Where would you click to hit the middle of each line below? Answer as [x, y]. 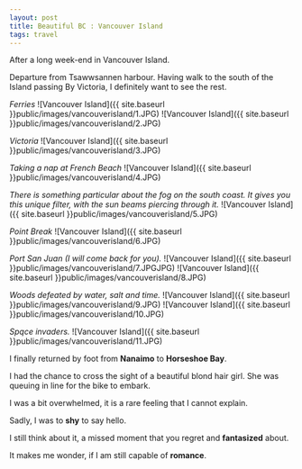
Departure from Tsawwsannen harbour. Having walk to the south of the [142, 77]
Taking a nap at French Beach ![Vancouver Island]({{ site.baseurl [130, 168]
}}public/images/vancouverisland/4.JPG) [85, 177]
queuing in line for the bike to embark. [80, 386]
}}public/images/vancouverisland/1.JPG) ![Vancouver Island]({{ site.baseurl [149, 114]
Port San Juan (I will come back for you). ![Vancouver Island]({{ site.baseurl [150, 258]
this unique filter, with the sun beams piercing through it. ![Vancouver [138, 204]
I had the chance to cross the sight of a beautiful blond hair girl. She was [144, 376]
